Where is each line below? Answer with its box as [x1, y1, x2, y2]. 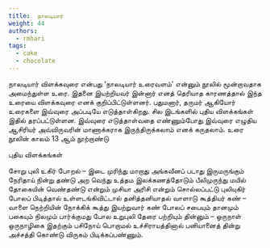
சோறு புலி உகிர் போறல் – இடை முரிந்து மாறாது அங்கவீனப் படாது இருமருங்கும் [8, 166, 244, 175]
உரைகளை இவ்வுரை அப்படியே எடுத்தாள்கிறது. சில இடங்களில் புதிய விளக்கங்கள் [8, 106, 254, 116]
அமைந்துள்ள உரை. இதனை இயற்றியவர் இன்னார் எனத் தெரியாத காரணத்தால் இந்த [8, 88, 262, 98]
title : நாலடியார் [8, 11, 64, 20]
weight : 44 [8, 19, 45, 27]
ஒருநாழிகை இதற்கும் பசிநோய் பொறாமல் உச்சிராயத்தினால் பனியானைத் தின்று [8, 220, 240, 230]
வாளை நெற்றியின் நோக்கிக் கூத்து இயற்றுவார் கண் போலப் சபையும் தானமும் [8, 202, 239, 212]
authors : [8, 27, 38, 35]
